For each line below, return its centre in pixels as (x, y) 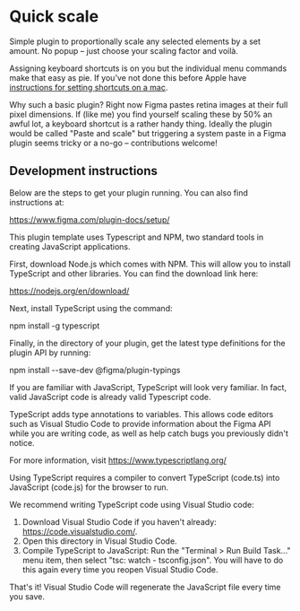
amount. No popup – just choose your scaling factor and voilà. (124, 50)
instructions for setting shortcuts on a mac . (89, 87)
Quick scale (54, 17)
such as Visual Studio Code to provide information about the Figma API (140, 423)
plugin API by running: (50, 353)
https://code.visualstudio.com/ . (80, 531)
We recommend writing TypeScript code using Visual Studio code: (132, 504)
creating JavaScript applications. (70, 246)
